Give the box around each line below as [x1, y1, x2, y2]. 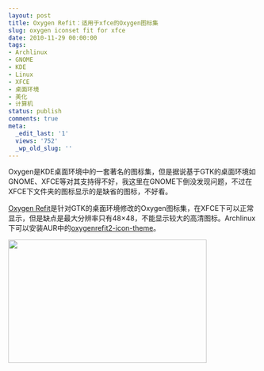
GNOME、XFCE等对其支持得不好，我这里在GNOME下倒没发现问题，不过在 [8, 177, 252, 186]
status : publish [8, 108, 62, 116]
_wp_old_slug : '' [15, 144, 73, 152]
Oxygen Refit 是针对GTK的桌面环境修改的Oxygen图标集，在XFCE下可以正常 [8, 204, 254, 213]
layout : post [8, 11, 52, 20]
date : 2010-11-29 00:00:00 [8, 33, 98, 42]
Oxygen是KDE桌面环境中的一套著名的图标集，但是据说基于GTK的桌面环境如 [8, 167, 256, 177]
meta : [8, 122, 26, 130]
